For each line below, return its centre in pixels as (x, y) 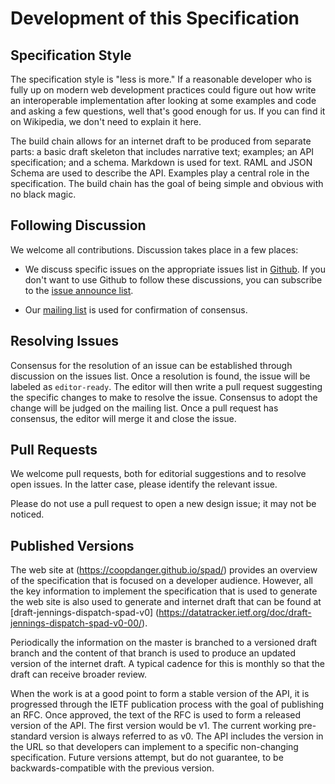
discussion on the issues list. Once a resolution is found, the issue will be (160, 376)
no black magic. (43, 194)
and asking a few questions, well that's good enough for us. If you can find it (168, 111)
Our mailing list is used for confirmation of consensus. (136, 309)
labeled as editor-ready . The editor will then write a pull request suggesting (166, 386)
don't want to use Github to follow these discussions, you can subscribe (173, 279)
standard (29, 736)
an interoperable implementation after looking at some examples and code (163, 100)
